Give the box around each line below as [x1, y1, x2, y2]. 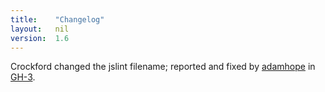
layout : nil [10, 24, 70, 34]
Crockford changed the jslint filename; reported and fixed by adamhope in [10, 61, 316, 73]
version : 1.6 [10, 33, 70, 43]
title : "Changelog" [10, 14, 105, 25]
